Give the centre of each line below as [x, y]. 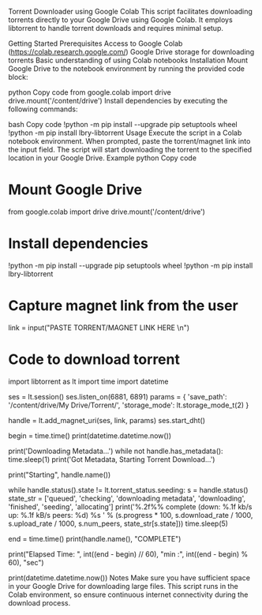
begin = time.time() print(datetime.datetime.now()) [90, 435]
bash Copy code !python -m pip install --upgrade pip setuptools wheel [123, 124]
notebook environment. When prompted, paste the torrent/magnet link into [129, 141]
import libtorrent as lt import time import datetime [88, 381]
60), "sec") [26, 562]
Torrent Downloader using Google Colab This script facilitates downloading [130, 11]
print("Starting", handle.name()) [60, 474]
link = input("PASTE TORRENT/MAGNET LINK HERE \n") [99, 328]
